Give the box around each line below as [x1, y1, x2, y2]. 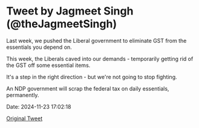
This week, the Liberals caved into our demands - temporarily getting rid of [6, 55, 194, 62]
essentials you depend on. [6, 43, 73, 51]
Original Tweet [6, 115, 43, 122]
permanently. [6, 91, 39, 98]
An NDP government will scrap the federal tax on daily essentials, [6, 85, 169, 92]
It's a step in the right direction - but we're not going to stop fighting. [6, 73, 177, 80]
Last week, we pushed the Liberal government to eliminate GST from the [6, 37, 187, 44]
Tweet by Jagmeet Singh [6, 4, 134, 18]
